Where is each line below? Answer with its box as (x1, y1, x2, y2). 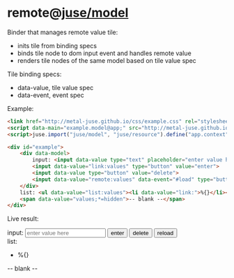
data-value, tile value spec (17, 83, 94, 92)
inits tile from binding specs (17, 41, 97, 50)
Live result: (7, 214, 40, 223)
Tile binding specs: (7, 70, 62, 78)
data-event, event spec (17, 91, 85, 99)
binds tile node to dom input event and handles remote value (17, 49, 192, 57)
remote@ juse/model (7, 5, 129, 21)
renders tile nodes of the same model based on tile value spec (17, 56, 196, 64)
